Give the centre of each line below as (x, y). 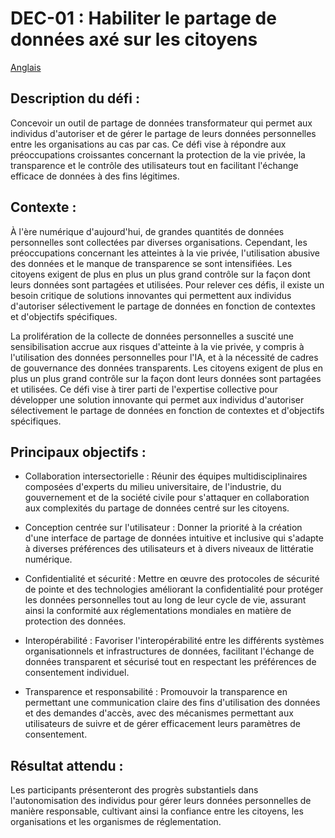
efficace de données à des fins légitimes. (95, 176)
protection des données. (75, 621)
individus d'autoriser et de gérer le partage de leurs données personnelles (163, 133)
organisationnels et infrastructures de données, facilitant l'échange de (169, 651)
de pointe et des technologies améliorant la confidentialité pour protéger (174, 589)
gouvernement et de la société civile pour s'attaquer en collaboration (167, 498)
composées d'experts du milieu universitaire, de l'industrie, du (153, 487)
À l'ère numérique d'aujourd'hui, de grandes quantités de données (147, 231)
